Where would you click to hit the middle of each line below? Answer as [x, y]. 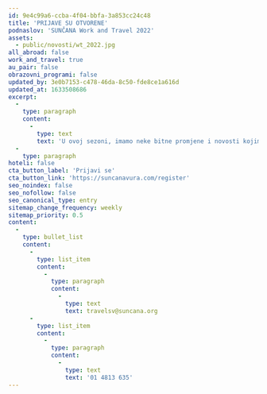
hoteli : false [32, 164]
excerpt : [23, 97]
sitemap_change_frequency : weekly [66, 207]
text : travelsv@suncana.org [111, 311]
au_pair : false [33, 68]
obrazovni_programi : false [53, 75]
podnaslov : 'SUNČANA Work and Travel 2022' [81, 30]
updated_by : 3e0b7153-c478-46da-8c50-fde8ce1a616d [94, 82]
